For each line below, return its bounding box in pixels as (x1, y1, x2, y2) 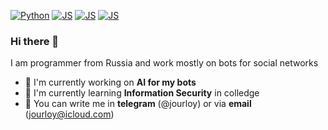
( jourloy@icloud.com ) (24, 108, 115, 120)
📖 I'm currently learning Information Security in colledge (24, 87, 260, 99)
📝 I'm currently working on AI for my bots (24, 76, 197, 89)
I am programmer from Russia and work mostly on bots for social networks (10, 57, 319, 69)
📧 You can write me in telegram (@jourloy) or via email (24, 98, 252, 110)
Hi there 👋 (10, 34, 60, 48)
